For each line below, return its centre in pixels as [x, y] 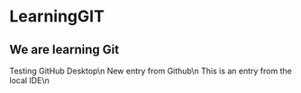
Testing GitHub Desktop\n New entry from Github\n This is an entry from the [151, 71]
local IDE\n [29, 80]
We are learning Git [64, 50]
